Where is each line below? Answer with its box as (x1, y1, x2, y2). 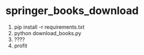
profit (14, 42, 28, 49)
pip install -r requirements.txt (14, 23, 85, 30)
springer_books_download (5, 4, 139, 18)
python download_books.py (14, 29, 82, 36)
